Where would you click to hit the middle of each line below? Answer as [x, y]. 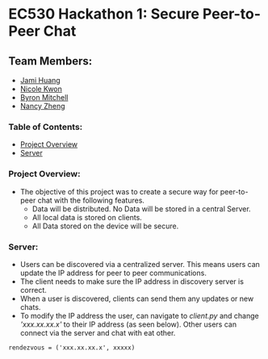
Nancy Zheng [43, 106]
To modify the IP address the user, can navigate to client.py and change [140, 315]
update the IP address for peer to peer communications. [113, 273]
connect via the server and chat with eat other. [98, 332]
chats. [30, 307]
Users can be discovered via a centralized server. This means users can [140, 264]
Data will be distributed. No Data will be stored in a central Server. [142, 209]
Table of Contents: [46, 127]
